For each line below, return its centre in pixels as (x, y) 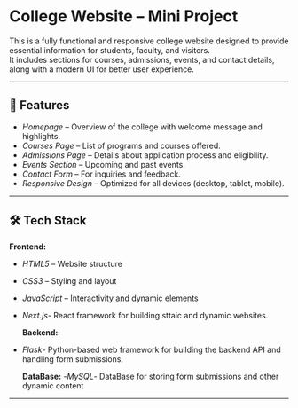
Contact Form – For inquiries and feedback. (102, 174)
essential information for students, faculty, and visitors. (110, 50)
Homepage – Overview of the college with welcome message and (142, 127)
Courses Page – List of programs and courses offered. (122, 145)
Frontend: (28, 247)
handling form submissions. (73, 359)
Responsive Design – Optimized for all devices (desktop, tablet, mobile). (153, 183)
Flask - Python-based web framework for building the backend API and (151, 349)
